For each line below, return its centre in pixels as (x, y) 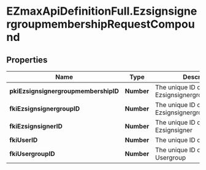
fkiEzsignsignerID (36, 126)
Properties (27, 60)
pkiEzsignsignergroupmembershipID (64, 91)
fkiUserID (24, 140)
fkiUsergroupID (32, 154)
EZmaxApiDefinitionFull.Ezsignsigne (102, 11)
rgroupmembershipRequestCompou (101, 24)
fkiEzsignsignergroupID (45, 109)
